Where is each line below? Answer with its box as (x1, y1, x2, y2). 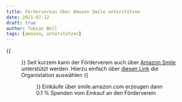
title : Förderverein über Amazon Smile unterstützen (6, 8, 141, 15)
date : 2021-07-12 (6, 14, 50, 20)
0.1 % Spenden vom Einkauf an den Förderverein (36, 89, 156, 97)
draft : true (6, 20, 36, 26)
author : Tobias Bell (6, 25, 58, 32)
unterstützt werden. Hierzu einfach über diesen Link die (21, 65, 159, 72)
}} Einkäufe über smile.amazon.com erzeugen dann (36, 83, 163, 90)
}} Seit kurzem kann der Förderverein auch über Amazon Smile (21, 59, 176, 66)
